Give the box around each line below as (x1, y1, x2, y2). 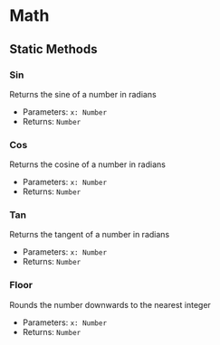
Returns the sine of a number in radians (9, 89, 157, 99)
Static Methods (9, 42, 98, 57)
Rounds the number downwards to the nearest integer (9, 299, 211, 310)
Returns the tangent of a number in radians (9, 229, 170, 240)
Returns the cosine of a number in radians (9, 159, 166, 170)
